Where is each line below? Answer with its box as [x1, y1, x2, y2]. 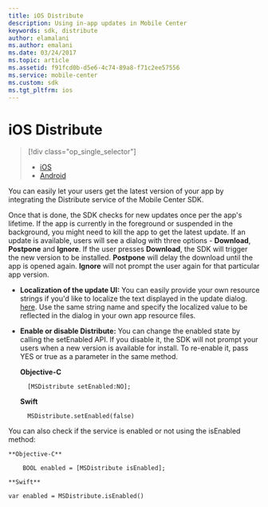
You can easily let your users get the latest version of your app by [8, 186, 224, 196]
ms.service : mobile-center [8, 71, 98, 79]
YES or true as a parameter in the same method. [19, 352, 178, 361]
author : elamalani [8, 34, 69, 42]
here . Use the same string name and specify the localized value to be [19, 302, 248, 312]
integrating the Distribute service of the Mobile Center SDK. [8, 195, 204, 205]
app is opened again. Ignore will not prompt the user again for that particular [8, 261, 260, 271]
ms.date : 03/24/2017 [8, 49, 77, 57]
